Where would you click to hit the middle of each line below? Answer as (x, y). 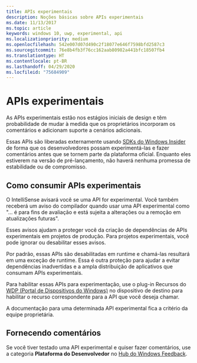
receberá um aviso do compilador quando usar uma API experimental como (98, 206)
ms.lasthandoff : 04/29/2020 (41, 67)
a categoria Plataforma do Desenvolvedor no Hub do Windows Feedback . (97, 354)
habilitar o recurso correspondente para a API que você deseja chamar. (93, 297)
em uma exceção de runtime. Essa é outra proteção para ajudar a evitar (93, 260)
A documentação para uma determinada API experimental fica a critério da (97, 308)
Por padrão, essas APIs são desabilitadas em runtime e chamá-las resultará (98, 254)
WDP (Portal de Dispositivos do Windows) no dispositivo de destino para (94, 291)
